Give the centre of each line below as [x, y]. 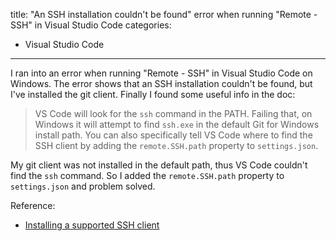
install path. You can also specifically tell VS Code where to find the [173, 135]
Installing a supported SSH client [92, 225]
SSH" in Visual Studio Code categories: [91, 25]
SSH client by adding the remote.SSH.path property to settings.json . [176, 145]
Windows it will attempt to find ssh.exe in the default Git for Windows [177, 124]
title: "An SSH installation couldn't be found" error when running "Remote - [164, 14]
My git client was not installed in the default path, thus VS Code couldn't [159, 165]
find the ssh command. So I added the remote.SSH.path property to [147, 175]
